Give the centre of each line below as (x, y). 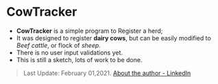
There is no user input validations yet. (70, 53)
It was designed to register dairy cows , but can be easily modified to (114, 38)
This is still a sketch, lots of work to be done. (79, 59)
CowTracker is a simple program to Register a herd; (89, 31)
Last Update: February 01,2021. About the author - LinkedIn (107, 73)
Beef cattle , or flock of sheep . (58, 45)
